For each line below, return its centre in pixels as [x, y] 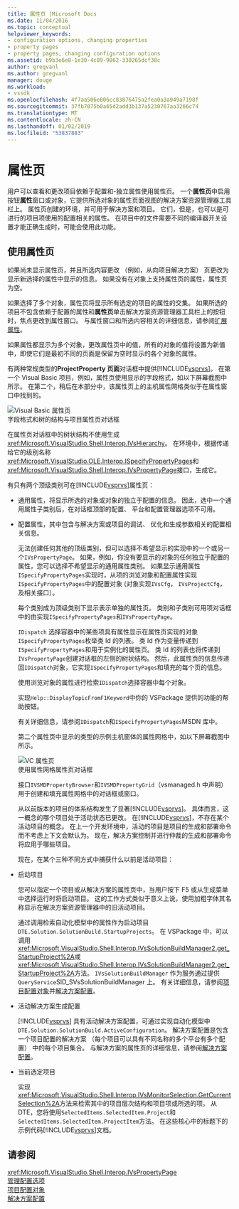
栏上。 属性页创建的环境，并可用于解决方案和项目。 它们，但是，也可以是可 [118, 209]
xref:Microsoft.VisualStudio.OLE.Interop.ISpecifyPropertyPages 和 [103, 461]
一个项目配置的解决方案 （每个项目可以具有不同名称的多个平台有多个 [118, 1039]
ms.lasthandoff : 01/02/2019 [49, 126]
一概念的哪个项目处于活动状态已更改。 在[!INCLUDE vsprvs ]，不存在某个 [123, 818]
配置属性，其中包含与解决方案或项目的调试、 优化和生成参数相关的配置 [121, 524]
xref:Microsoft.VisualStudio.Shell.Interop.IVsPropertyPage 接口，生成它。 [114, 470]
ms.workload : [27, 87]
